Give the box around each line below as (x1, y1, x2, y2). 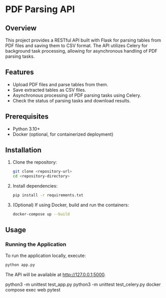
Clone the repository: (12, 159, 57, 165)
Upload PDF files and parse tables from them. (12, 81, 108, 87)
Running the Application (5, 241, 67, 248)
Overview (5, 24, 37, 32)
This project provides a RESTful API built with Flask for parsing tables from (5, 37, 161, 43)
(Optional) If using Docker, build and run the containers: (12, 202, 129, 208)
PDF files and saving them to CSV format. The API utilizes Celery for (5, 43, 148, 49)
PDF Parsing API (5, 4, 75, 15)
